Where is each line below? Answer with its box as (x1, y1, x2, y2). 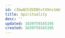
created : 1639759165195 (5, 26, 54, 31)
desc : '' (5, 16, 23, 21)
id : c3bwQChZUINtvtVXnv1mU (5, 7, 61, 12)
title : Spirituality (5, 12, 48, 17)
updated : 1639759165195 (5, 21, 54, 26)
